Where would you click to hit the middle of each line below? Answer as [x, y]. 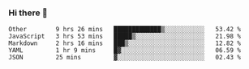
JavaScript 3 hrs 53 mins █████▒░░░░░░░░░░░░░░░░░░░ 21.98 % [125, 37]
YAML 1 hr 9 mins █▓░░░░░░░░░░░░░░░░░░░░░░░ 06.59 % [125, 51]
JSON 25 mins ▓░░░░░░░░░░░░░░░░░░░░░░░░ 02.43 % [125, 58]
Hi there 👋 [28, 13]
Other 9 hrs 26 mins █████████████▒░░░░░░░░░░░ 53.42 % [125, 30]
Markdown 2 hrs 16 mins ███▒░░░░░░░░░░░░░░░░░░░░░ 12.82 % [125, 43]
